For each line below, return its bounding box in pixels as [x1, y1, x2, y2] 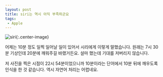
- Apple [7, 20, 23, 26]
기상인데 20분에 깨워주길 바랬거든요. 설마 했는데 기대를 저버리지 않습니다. [10, 50, 149, 56]
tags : [5, 16, 16, 21]
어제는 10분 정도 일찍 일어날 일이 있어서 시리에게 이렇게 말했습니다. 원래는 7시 [5, 44, 152, 50]
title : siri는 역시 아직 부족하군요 [5, 12, 69, 17]
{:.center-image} [16, 34, 49, 40]
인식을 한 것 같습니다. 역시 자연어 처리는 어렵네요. [5, 67, 99, 73]
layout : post [5, 7, 32, 12]
